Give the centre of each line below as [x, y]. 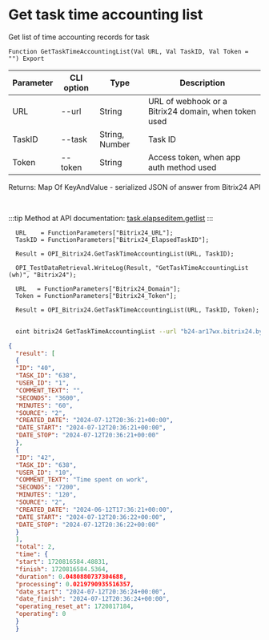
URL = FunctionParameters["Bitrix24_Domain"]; [98, 289]
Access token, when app [194, 157]
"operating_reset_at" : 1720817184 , [75, 606]
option [76, 87]
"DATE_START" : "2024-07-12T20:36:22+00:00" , [91, 517]
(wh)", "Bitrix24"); [43, 275]
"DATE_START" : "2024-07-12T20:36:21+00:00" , [91, 428]
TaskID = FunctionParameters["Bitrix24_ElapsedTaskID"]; [112, 239]
